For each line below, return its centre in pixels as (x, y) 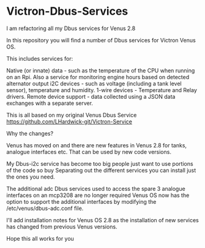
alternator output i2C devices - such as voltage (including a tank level (94, 83)
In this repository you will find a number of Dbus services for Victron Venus (101, 40)
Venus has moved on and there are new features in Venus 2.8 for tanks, (97, 145)
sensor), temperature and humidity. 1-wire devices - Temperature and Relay (102, 90)
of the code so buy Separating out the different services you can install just (101, 170)
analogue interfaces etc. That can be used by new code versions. (89, 152)
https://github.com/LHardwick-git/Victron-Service (69, 122)
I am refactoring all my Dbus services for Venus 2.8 (71, 28)
